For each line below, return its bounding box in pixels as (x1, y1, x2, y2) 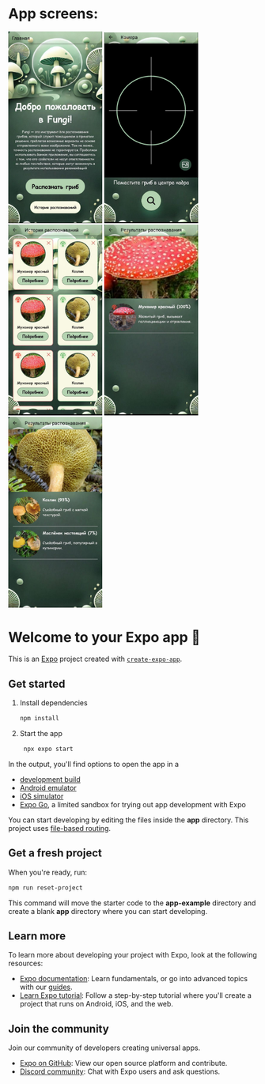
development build (19, 774, 81, 784)
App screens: (8, 5, 99, 23)
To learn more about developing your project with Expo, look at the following (8, 950, 257, 960)
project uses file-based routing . (8, 823, 112, 833)
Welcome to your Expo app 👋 (8, 628, 201, 646)
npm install (19, 715, 59, 723)
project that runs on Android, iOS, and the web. (19, 999, 174, 1009)
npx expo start (23, 745, 74, 753)
